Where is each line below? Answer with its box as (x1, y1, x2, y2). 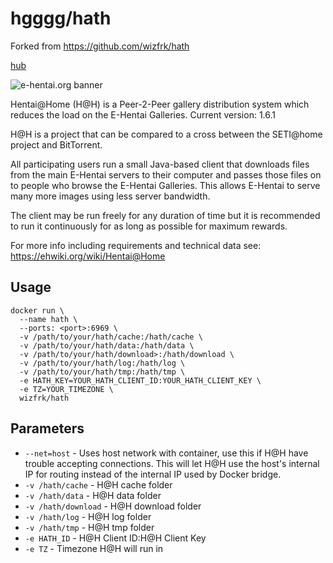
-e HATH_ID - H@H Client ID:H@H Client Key (24, 532, 207, 544)
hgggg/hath (10, 7, 112, 30)
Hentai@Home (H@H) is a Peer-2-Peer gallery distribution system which (10, 98, 310, 110)
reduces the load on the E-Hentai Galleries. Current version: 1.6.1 (10, 108, 276, 121)
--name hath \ (19, 314, 78, 324)
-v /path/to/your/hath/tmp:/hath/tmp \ (19, 367, 186, 377)
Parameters (10, 420, 85, 437)
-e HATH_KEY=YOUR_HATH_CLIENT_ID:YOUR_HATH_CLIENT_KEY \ (19, 375, 262, 386)
